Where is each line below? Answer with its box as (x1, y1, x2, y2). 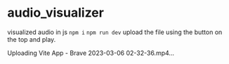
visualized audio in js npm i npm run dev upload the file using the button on (7, 28, 223, 36)
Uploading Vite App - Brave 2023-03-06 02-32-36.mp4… (7, 49, 174, 57)
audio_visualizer (7, 5, 104, 21)
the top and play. (7, 35, 56, 43)
